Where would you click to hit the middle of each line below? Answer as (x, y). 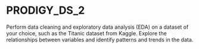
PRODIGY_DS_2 (46, 10)
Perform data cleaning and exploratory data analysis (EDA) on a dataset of (97, 27)
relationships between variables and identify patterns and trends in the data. (100, 39)
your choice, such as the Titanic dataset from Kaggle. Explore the (86, 33)
